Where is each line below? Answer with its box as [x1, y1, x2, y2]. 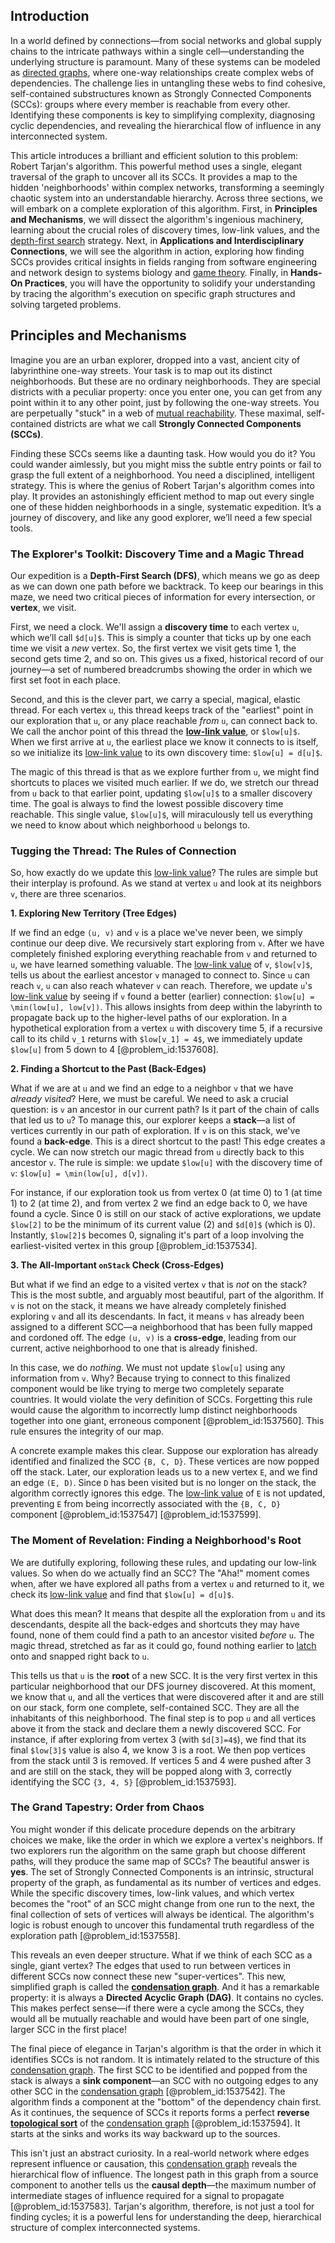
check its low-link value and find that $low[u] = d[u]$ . [10, 1588, 235, 1600]
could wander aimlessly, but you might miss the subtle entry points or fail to [10, 458, 322, 470]
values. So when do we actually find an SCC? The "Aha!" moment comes [10, 1567, 310, 1579]
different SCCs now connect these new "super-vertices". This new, [10, 1970, 287, 1982]
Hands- [290, 266, 323, 278]
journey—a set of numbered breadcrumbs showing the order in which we [10, 663, 313, 675]
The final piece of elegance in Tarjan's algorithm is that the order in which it [10, 2042, 322, 2054]
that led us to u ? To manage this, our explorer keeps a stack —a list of [10, 1114, 296, 1126]
